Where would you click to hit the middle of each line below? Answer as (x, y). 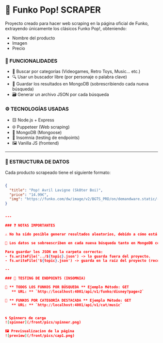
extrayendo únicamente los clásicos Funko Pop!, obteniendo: (66, 28)
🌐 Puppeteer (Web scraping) (41, 127)
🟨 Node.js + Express (33, 120)
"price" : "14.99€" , (29, 195)
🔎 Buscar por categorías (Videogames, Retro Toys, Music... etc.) (76, 71)
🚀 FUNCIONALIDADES (31, 61)
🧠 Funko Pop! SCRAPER (53, 10)
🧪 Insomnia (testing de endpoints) (46, 137)
